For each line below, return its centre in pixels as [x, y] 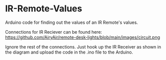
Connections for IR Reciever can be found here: [54, 32]
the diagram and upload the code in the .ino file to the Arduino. [69, 52]
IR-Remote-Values [44, 9]
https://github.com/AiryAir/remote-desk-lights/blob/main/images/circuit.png [83, 37]
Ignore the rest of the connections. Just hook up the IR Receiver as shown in [83, 47]
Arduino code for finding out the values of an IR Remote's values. [72, 22]
